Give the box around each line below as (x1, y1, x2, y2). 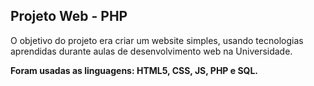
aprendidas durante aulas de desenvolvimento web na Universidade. (10, 45, 293, 57)
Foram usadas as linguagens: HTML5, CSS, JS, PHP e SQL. (10, 64, 259, 76)
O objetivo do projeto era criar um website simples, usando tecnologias (10, 34, 304, 46)
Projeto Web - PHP (10, 8, 128, 25)
